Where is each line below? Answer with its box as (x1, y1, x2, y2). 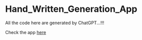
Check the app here (5, 29, 46, 35)
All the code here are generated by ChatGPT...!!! (5, 20, 104, 26)
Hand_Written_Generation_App (5, 3, 137, 15)
